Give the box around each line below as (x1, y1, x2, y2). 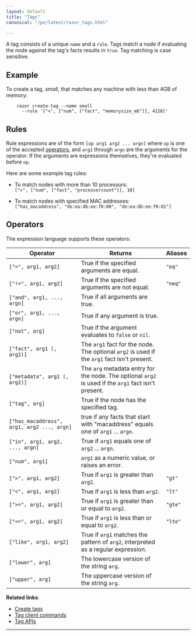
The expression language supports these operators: (6, 235, 131, 242)
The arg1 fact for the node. (80, 340, 155, 348)
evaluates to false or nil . (80, 330, 150, 338)
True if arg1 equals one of (80, 437, 152, 445)
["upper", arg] (9, 576, 51, 583)
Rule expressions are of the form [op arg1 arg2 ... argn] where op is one (6, 140, 185, 146)
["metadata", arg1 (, (9, 373, 69, 379)
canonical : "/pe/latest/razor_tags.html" (6, 19, 108, 25)
